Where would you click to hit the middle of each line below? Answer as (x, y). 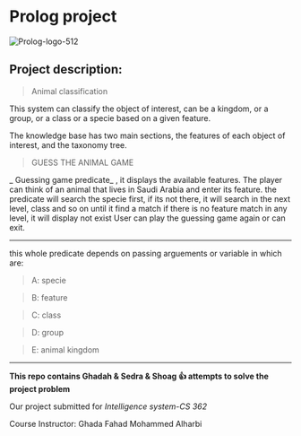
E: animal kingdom (65, 349)
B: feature (49, 297)
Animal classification (69, 91)
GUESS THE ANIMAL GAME (82, 162)
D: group (47, 332)
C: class (46, 315)
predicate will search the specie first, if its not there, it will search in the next (150, 198)
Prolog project (63, 17)
